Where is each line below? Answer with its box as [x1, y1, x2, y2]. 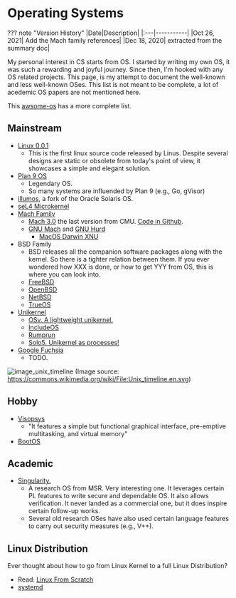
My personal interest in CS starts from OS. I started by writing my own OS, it [7, 57, 230, 66]
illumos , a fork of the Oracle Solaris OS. [17, 194, 134, 202]
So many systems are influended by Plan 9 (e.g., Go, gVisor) [28, 187, 205, 195]
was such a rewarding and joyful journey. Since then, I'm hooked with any [7, 65, 224, 73]
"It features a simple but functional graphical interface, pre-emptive [28, 422, 226, 431]
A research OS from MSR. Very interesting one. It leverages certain [28, 484, 225, 493]
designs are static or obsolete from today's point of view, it [28, 156, 201, 165]
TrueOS [28, 300, 51, 309]
